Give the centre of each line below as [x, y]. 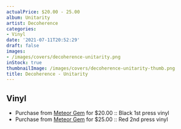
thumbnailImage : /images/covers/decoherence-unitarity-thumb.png [90, 68]
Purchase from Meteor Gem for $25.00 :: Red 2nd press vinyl [91, 119]
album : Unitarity [28, 18]
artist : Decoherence [32, 23]
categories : [21, 29]
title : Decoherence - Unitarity [47, 74]
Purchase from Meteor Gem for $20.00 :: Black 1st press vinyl [92, 113]
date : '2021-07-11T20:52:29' [43, 40]
